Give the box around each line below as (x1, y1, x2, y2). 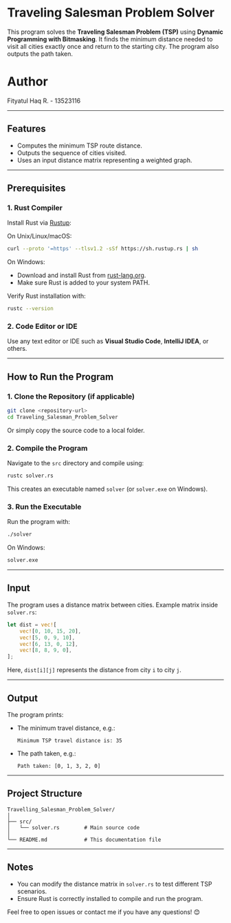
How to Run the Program (7, 371, 114, 383)
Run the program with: (7, 518, 71, 526)
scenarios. (16, 887, 47, 895)
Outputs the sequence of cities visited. (16, 148, 127, 156)
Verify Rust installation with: (7, 292, 86, 301)
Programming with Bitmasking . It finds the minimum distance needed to (7, 34, 213, 43)
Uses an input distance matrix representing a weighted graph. (16, 156, 192, 164)
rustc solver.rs (7, 472, 54, 480)
